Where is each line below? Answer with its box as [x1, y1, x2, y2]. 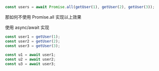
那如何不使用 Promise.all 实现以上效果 [5, 14, 82, 20]
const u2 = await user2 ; [5, 57, 56, 62]
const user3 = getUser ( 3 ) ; [5, 43, 60, 48]
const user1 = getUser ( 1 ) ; [5, 34, 60, 39]
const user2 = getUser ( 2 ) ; [5, 39, 60, 44]
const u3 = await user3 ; [5, 62, 56, 67]
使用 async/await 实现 [5, 24, 50, 30]
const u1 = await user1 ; [5, 52, 56, 57]
